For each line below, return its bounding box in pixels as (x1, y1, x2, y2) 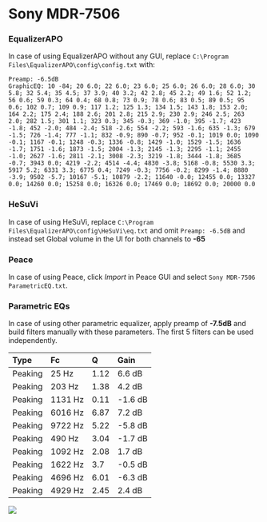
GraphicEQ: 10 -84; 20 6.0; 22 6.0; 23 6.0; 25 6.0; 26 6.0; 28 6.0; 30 (8, 82, 256, 90)
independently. (8, 336, 58, 345)
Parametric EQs (8, 301, 70, 312)
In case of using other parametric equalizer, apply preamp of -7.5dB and (8, 319, 246, 329)
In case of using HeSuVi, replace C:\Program (8, 217, 154, 226)
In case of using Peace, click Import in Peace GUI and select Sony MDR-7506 (8, 273, 256, 282)
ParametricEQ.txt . (8, 281, 68, 290)
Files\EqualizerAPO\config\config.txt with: (8, 60, 156, 70)
